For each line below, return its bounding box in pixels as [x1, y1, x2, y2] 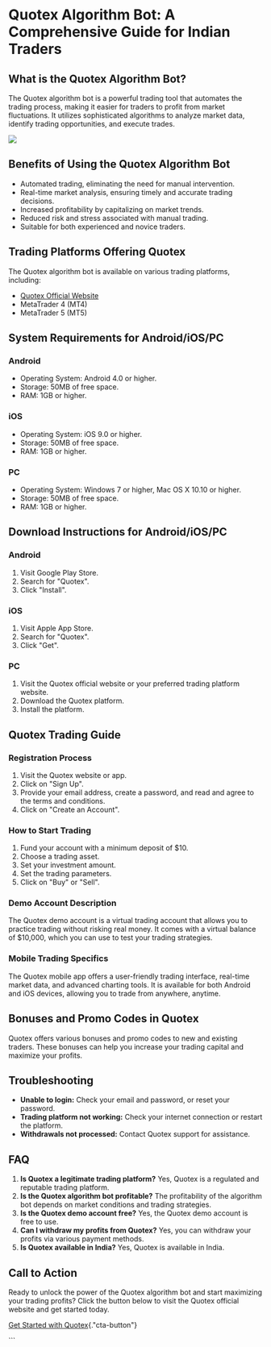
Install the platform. [19, 705, 85, 714]
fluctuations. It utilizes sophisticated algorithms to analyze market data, [8, 110, 245, 120]
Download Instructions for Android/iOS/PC [8, 526, 227, 539]
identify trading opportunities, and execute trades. [8, 119, 175, 128]
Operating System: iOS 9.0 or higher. [19, 429, 143, 439]
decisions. [19, 196, 55, 206]
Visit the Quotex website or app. [19, 770, 127, 780]
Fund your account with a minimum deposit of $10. [19, 843, 189, 853]
